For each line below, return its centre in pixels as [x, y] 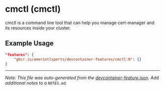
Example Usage [29, 44]
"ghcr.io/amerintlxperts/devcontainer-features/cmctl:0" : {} [78, 59]
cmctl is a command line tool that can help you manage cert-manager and [80, 23]
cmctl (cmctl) [33, 9]
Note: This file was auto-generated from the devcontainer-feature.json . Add [82, 78]
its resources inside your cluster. [38, 28]
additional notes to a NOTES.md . [36, 83]
